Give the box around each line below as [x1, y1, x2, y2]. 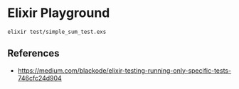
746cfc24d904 [17, 73, 62, 82]
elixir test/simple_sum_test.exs [7, 28, 107, 35]
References [7, 47, 60, 59]
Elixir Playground [7, 5, 110, 21]
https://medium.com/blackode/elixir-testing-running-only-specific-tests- [17, 66, 232, 75]
